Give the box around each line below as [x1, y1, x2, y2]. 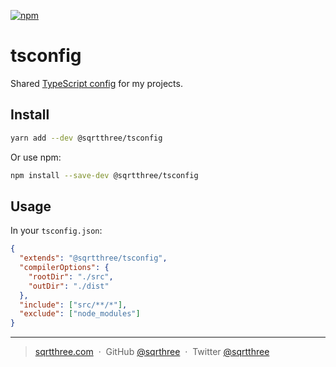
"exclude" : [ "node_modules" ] [19, 309, 141, 319]
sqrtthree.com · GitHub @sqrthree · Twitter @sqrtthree [34, 346, 270, 358]
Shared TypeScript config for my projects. [10, 77, 183, 89]
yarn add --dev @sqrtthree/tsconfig [10, 133, 163, 143]
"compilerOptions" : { [19, 263, 110, 273]
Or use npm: [10, 151, 62, 163]
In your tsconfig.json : [10, 225, 103, 237]
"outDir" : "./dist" [28, 281, 110, 291]
